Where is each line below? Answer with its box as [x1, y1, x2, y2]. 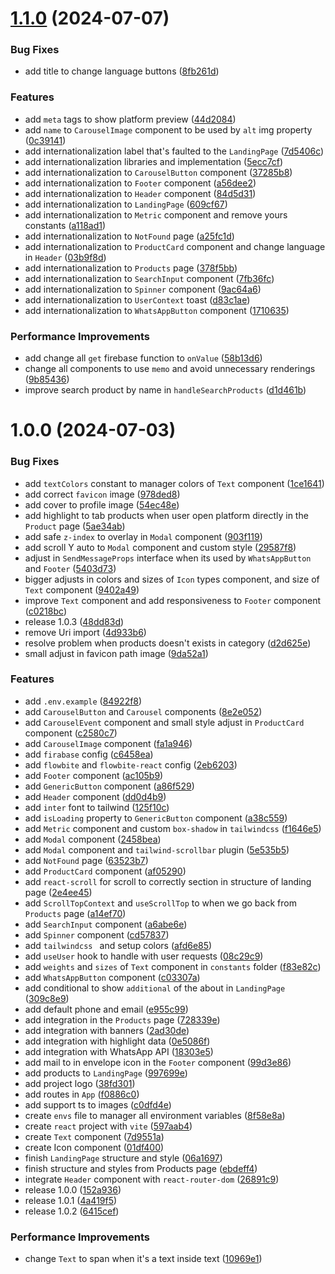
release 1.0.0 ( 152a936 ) [24, 1183, 122, 1196]
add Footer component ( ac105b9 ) [24, 769, 164, 781]
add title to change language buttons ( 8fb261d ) [24, 65, 220, 77]
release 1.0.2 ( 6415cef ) [24, 1205, 120, 1217]
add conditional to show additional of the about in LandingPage [24, 982, 286, 994]
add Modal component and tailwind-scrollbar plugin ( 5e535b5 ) [24, 843, 290, 856]
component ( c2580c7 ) [24, 727, 118, 739]
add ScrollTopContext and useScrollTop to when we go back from [24, 897, 297, 909]
